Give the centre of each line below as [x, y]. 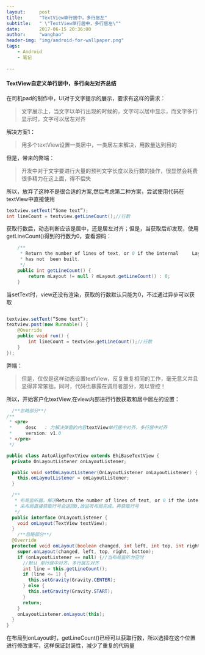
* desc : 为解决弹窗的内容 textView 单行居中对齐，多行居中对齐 [88, 428]
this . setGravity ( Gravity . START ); [71, 591]
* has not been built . [50, 259]
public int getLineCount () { [54, 270]
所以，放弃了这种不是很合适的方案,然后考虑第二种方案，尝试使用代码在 [95, 191]
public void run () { [43, 336]
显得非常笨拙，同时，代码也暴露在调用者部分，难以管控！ [93, 386]
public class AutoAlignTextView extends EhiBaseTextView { [83, 456]
